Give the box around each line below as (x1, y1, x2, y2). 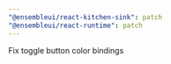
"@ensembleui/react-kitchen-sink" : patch (8, 12, 163, 22)
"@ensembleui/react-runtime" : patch (8, 21, 143, 30)
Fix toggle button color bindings (8, 45, 124, 55)
